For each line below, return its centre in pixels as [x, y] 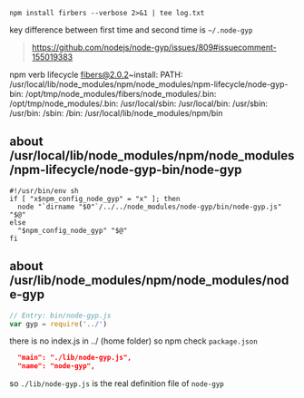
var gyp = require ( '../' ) [58, 324]
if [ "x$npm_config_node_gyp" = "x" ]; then [95, 199]
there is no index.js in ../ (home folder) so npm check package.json [134, 341]
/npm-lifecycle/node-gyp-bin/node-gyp [126, 170]
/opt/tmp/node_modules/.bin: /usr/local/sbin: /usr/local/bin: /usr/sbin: [139, 103]
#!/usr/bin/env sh [44, 190]
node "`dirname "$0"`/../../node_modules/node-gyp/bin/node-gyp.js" [150, 207]
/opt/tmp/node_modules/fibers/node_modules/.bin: [121, 94]
